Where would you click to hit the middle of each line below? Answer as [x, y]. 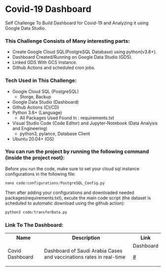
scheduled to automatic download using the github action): [65, 203]
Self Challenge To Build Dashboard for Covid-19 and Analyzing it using [77, 23]
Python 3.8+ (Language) [37, 112]
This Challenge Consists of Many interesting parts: [67, 41]
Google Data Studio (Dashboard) [45, 102]
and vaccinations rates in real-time [85, 257]
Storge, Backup [35, 97]
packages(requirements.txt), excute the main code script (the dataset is [78, 198]
